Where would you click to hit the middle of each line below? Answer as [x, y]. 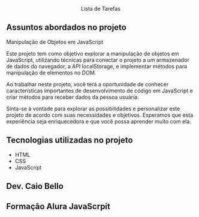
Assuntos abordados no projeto [67, 27]
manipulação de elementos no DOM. [51, 73]
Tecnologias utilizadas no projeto [70, 140]
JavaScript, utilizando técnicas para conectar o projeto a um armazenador [98, 60]
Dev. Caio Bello [35, 186]
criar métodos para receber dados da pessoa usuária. [73, 97]
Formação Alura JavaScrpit [58, 207]
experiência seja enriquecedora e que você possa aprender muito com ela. [99, 121]
